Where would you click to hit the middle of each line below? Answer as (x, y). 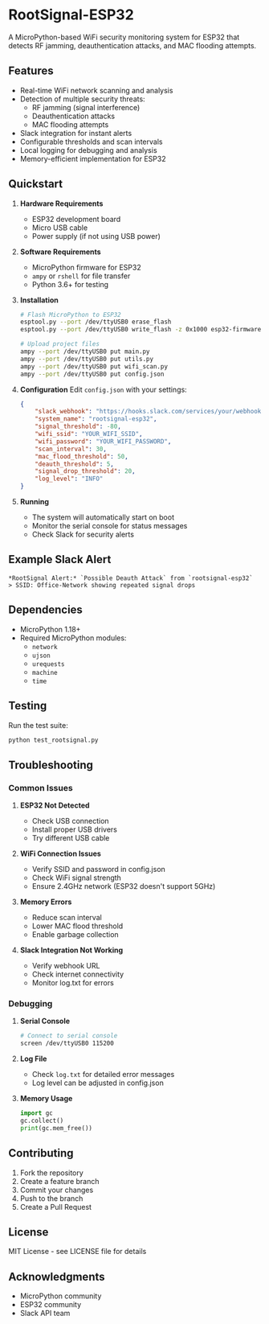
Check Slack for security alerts (83, 535)
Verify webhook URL (66, 966)
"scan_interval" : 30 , (71, 449)
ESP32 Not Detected (55, 805)
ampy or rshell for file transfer (81, 276)
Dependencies (45, 610)
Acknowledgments (57, 1277)
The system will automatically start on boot (103, 517)
